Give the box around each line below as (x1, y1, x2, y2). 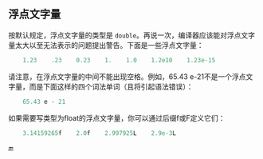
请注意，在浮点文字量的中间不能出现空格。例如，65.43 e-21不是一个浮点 (8, 71, 246, 81)
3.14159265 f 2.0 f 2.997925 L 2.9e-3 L (22, 129, 177, 137)
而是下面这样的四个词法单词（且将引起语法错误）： (29, 81, 194, 91)
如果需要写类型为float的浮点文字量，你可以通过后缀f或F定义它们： (8, 113, 226, 122)
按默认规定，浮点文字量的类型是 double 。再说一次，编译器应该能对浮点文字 (8, 30, 255, 40)
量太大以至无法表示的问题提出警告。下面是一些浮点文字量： (8, 40, 204, 50)
